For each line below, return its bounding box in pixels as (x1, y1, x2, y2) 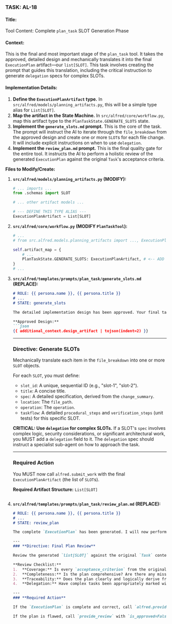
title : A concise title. (20, 388, 66, 394)
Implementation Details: (5, 84, 58, 90)
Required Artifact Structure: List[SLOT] (12, 486, 98, 493)
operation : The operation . (20, 404, 75, 410)
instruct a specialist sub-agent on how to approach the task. (12, 442, 140, 448)
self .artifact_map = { (12, 247, 61, 252)
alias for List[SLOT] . (12, 107, 55, 113)
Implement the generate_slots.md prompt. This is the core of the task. (12, 123, 162, 129)
